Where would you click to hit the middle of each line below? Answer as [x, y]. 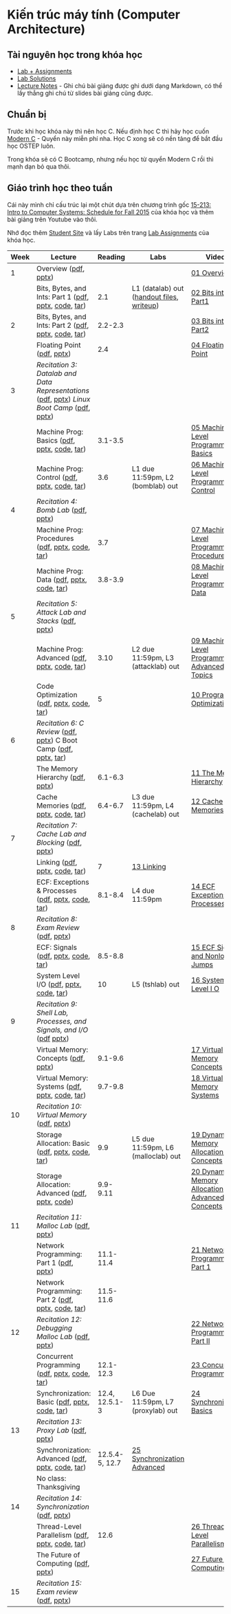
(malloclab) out [156, 1156]
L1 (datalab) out [158, 288]
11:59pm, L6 [153, 1147]
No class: [52, 1478]
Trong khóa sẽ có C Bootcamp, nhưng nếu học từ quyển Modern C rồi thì [110, 159]
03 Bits [203, 321]
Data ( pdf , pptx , [62, 579]
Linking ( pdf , [57, 862]
